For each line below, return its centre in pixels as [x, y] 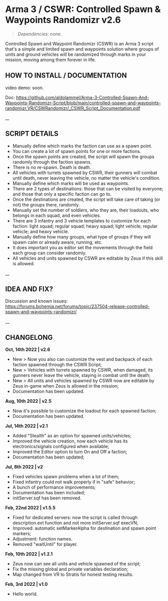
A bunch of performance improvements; [54, 487]
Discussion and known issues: [36, 301]
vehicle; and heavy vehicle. [41, 231]
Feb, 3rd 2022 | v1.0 [26, 584]
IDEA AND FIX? [29, 289]
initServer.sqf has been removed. [47, 498]
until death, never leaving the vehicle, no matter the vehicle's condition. [87, 178]
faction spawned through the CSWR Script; [57, 365]
